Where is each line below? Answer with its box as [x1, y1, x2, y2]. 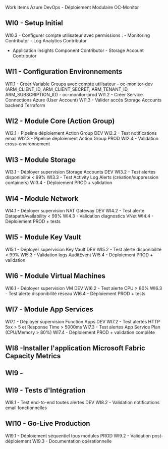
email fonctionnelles [5, 405, 47, 411]
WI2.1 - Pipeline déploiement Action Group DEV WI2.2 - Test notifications [5, 130, 157, 136]
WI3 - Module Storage [5, 155, 76, 164]
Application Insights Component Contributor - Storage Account [12, 47, 144, 53]
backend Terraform [5, 102, 45, 108]
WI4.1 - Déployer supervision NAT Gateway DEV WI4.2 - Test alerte [5, 208, 145, 214]
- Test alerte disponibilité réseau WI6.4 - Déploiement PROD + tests [5, 290, 146, 297]
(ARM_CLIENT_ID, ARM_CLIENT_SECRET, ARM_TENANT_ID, [5, 86, 129, 92]
